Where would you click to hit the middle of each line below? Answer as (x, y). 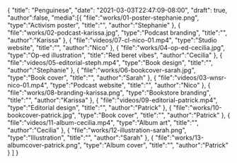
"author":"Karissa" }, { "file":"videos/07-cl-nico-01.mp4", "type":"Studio (112, 40)
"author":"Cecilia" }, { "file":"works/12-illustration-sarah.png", (97, 130)
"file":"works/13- (179, 138)
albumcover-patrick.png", (45, 145)
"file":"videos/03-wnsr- (192, 78)
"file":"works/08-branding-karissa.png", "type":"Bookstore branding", (109, 92)
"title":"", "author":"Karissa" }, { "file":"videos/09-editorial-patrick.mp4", (112, 100)
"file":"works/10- (197, 108)
